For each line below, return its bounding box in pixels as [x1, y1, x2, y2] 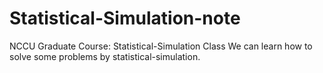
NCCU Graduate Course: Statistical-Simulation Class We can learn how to [9, 40, 313, 52]
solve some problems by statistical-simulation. [9, 50, 201, 62]
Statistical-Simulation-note [9, 7, 241, 30]
